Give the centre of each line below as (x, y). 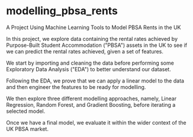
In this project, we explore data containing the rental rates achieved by (92, 39)
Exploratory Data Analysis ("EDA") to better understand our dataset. (89, 69)
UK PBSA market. (28, 129)
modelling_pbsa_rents (62, 11)
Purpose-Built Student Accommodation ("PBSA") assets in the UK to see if (97, 45)
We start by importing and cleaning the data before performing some (90, 63)
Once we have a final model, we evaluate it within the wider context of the (96, 122)
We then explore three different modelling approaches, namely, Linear (91, 98)
